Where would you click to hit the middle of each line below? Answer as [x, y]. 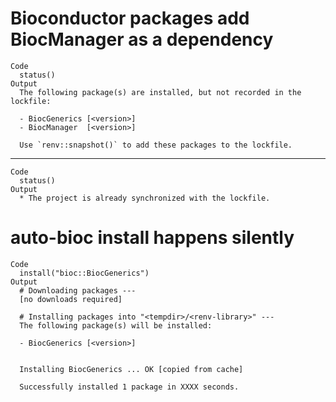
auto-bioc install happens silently [152, 238]
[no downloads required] [71, 299]
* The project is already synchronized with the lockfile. [145, 198]
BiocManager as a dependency [142, 39]
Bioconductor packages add [130, 18]
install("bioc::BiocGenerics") [84, 273]
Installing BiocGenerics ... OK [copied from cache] [131, 369]
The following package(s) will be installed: [116, 325]
